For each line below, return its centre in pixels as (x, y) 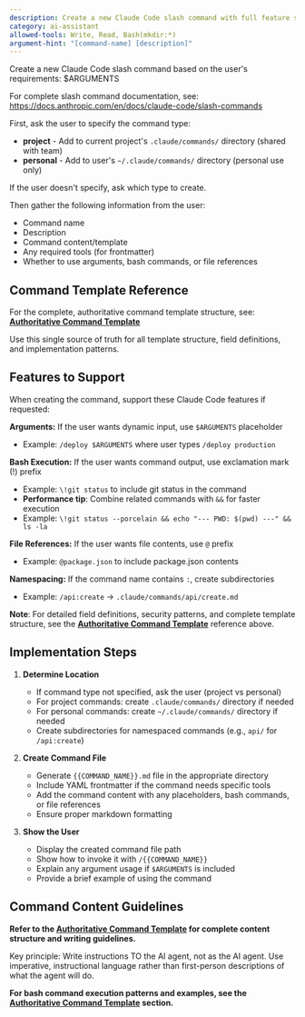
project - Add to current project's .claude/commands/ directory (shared (154, 141)
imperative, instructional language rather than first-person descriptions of (147, 965)
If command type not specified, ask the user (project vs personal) (159, 692)
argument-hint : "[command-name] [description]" (101, 43)
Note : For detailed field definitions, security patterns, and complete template (152, 613)
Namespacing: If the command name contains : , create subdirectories (142, 579)
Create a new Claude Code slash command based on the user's (128, 69)
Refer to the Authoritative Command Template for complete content (140, 929)
